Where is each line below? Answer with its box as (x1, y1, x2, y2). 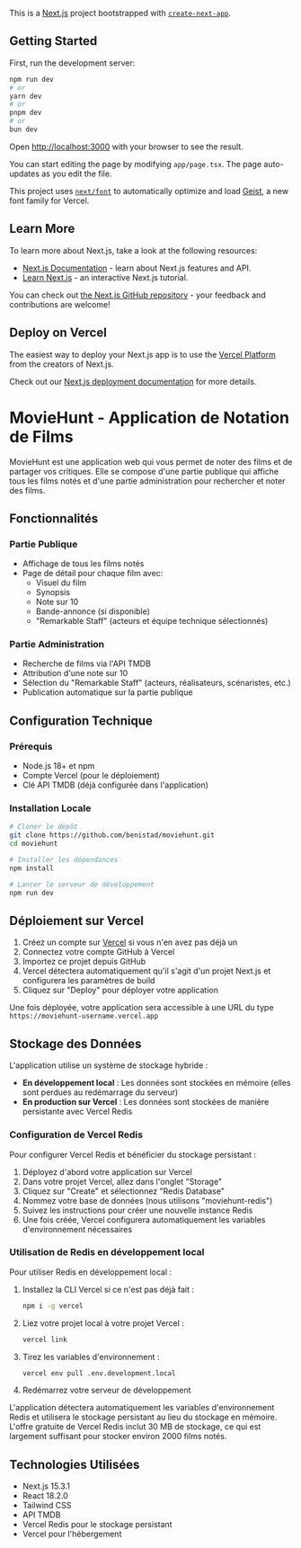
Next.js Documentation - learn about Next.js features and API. (22, 262, 252, 273)
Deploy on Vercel (9, 325, 108, 341)
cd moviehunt (9, 840, 58, 849)
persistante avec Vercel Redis (22, 1106, 133, 1117)
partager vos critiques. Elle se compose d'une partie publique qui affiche (9, 466, 279, 476)
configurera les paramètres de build (22, 975, 155, 986)
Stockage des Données (9, 1036, 142, 1051)
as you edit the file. (41, 168, 112, 179)
